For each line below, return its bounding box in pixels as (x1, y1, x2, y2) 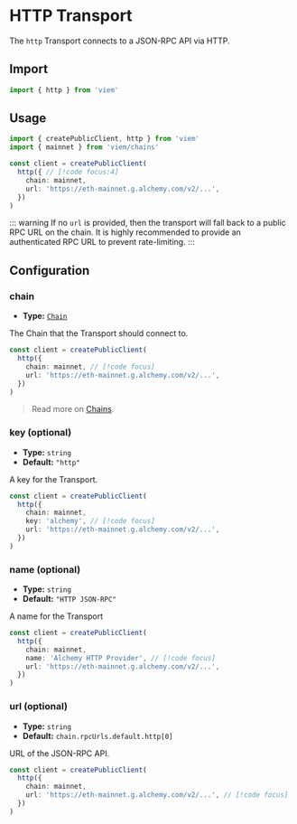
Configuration (9, 263, 90, 278)
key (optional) (9, 426, 72, 439)
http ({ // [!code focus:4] (17, 168, 119, 177)
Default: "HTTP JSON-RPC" (22, 594, 117, 604)
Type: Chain (22, 311, 68, 322)
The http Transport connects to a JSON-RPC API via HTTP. (9, 35, 230, 46)
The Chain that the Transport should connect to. (9, 328, 189, 339)
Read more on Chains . (31, 404, 115, 415)
